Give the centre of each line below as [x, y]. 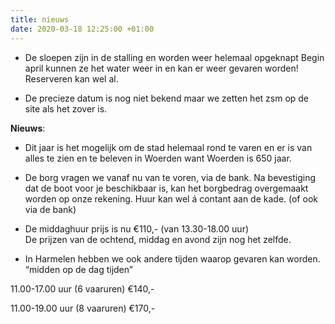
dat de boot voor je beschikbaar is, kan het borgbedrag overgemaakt [166, 188]
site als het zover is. [66, 108]
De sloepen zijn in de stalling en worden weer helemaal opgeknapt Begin [174, 57]
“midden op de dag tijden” [78, 269]
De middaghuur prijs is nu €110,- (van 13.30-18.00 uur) [137, 228]
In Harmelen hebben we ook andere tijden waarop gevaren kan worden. [172, 258]
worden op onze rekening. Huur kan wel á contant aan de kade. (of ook [171, 198]
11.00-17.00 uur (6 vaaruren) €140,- [82, 288]
